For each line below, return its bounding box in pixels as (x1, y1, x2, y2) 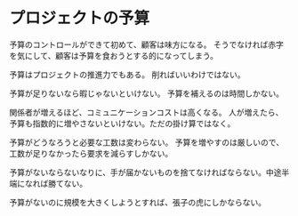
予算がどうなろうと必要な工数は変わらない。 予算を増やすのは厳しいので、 (9, 137, 285, 148)
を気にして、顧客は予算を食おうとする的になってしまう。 (9, 50, 218, 60)
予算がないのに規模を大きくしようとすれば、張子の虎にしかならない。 (9, 196, 267, 207)
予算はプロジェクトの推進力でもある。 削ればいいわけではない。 (9, 68, 246, 80)
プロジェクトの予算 (9, 8, 150, 28)
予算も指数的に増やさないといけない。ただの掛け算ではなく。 (9, 117, 236, 129)
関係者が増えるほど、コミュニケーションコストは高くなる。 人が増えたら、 (9, 107, 284, 117)
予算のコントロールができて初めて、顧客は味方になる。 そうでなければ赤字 (9, 39, 285, 50)
